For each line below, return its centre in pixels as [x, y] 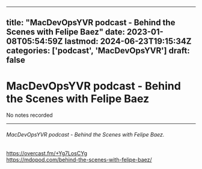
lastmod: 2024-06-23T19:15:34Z [128, 42]
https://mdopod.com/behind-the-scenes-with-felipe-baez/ [79, 159]
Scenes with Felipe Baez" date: [66, 32]
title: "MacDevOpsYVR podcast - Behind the [91, 22]
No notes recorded [29, 115]
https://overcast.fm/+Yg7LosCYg [47, 153]
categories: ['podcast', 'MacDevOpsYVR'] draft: [98, 51]
